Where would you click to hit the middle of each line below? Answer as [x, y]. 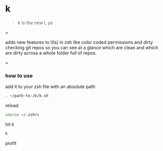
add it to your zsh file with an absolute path [50, 87]
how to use [19, 75]
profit [11, 143]
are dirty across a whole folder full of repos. [51, 53]
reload [12, 106]
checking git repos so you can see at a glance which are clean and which [82, 47]
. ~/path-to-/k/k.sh [27, 96]
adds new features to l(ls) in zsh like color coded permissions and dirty [79, 42]
